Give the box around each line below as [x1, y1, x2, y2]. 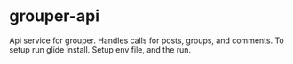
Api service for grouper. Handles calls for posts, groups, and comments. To [9, 35, 284, 46]
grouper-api [9, 6, 100, 26]
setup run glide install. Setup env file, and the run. [9, 44, 192, 54]
